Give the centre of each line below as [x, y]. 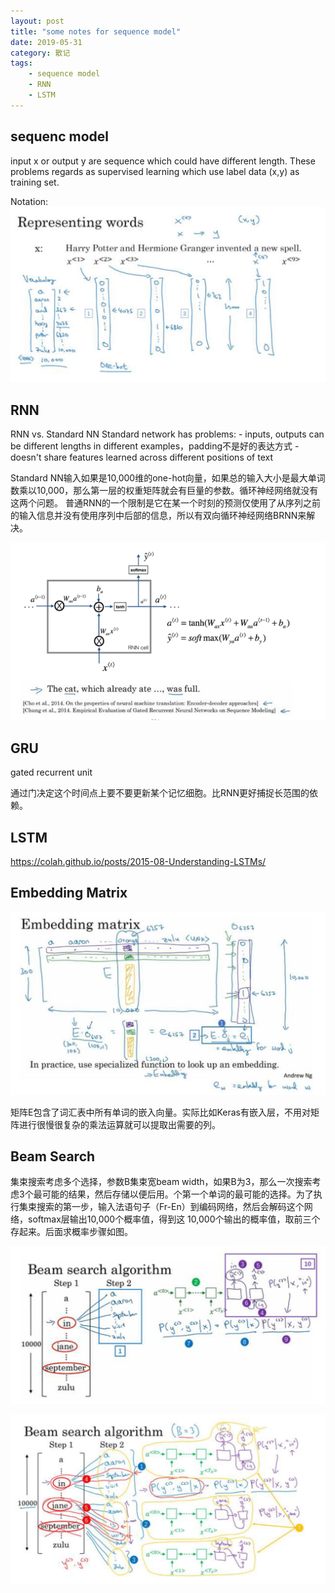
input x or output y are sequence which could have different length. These [163, 161]
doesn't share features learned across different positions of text [142, 457]
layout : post [37, 21]
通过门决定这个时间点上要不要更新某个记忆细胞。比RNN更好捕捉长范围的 [160, 793]
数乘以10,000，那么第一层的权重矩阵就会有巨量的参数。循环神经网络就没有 [164, 490]
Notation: [29, 201]
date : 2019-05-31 [46, 42]
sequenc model [59, 136]
